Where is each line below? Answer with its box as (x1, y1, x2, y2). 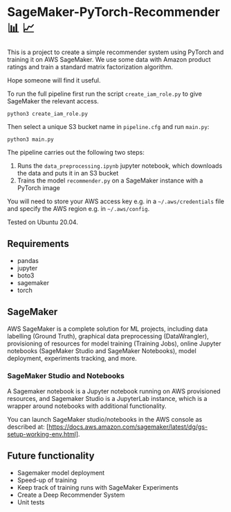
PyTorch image (17, 183, 60, 191)
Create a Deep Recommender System (17, 490, 125, 499)
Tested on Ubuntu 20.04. (7, 218, 78, 226)
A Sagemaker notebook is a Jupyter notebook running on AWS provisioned (7, 386, 221, 395)
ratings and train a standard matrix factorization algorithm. (7, 62, 174, 71)
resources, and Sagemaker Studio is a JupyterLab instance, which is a (7, 394, 207, 402)
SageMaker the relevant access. (7, 96, 99, 105)
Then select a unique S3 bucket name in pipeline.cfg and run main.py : (7, 122, 210, 130)
